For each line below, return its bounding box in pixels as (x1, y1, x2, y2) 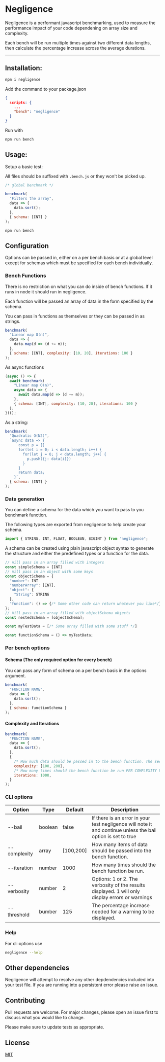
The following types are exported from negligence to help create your (5, 522, 146, 528)
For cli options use (5, 940, 43, 946)
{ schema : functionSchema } (9, 705, 67, 710)
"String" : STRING (14, 592, 50, 597)
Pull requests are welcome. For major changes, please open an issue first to (5, 1009, 159, 1015)
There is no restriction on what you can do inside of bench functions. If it (5, 283, 152, 289)
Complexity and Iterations (5, 721, 59, 727)
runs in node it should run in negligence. (5, 288, 87, 294)
